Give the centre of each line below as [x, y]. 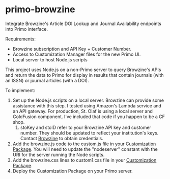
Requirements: [20, 39]
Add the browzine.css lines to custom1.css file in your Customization [84, 160]
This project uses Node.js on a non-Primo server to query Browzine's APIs [83, 70]
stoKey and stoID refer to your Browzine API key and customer [86, 127]
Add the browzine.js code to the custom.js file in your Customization [84, 144]
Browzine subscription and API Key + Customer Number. [72, 49]
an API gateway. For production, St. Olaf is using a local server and [82, 111]
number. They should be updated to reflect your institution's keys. [89, 133]
